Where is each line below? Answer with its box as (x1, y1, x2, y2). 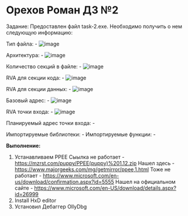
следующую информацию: (6, 29, 73, 36)
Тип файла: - (6, 40, 37, 47)
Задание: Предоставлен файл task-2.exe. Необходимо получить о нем (6, 23, 183, 30)
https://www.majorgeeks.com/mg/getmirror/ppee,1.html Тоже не (14, 166, 171, 173)
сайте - (14, 184, 33, 191)
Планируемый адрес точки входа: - (6, 119, 95, 126)
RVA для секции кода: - (6, 74, 64, 81)
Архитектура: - (6, 51, 44, 58)
